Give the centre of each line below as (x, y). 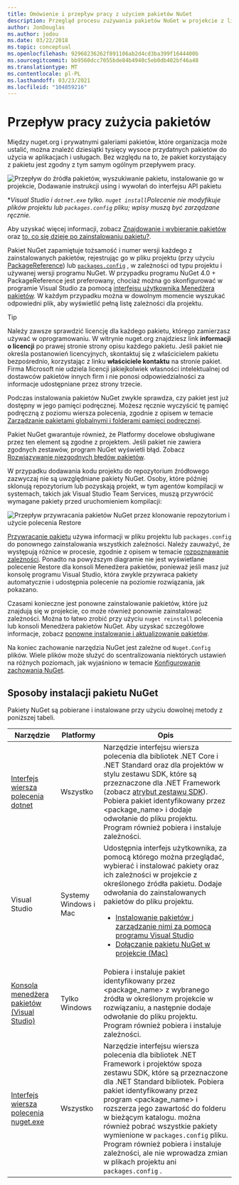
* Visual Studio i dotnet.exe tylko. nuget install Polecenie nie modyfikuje (114, 200)
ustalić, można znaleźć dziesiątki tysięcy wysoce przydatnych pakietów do (117, 150)
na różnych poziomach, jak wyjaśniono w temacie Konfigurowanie (104, 663)
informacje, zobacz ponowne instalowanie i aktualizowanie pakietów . (108, 634)
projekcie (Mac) (142, 953)
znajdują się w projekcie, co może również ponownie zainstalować (105, 611)
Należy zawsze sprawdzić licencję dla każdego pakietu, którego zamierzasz (119, 331)
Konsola (25, 985)
